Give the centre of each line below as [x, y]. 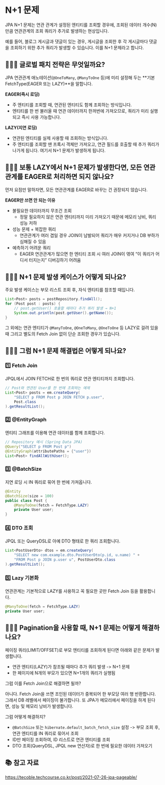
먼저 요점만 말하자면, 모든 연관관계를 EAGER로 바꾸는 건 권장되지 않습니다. [76, 189]
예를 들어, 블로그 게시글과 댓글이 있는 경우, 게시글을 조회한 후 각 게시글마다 [77, 41]
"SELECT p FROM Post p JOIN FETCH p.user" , [59, 397]
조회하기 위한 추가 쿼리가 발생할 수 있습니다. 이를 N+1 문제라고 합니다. [77, 47]
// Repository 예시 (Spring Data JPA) [44, 442]
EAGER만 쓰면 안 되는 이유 [30, 200]
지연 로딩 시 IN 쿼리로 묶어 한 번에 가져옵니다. [49, 482]
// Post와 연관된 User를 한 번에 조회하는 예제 [48, 388]
